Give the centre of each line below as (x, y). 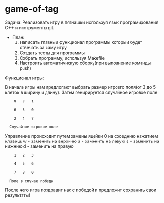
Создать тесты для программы (52, 53)
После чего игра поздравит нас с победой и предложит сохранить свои (81, 190)
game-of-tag (32, 9)
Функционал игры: (24, 78)
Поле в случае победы (32, 181)
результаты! (18, 195)
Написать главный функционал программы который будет (81, 42)
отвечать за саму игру (43, 47)
